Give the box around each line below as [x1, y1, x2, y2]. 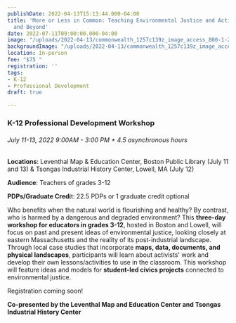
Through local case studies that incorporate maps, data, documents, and [7, 243, 221, 252]
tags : [7, 69, 23, 76]
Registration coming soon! [7, 286, 83, 296]
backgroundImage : [7, 43, 58, 50]
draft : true [7, 89, 42, 96]
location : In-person [7, 50, 68, 57]
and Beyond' [13, 23, 49, 30]
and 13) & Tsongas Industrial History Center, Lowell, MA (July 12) [7, 165, 195, 173]
